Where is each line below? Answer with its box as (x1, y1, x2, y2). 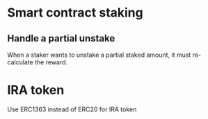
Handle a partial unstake (7, 33, 115, 44)
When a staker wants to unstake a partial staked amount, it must (7, 51, 191, 59)
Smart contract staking (7, 5, 144, 21)
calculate (7, 58, 33, 66)
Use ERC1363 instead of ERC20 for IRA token (7, 105, 137, 113)
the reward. (34, 58, 68, 66)
